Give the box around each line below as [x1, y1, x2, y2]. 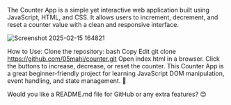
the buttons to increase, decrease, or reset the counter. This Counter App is [7, 62, 224, 70]
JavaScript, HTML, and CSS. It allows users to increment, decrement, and [7, 13, 218, 21]
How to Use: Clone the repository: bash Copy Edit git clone [7, 48, 176, 55]
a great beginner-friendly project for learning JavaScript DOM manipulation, [7, 69, 225, 77]
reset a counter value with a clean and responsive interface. [7, 21, 180, 28]
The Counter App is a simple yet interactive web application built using [7, 6, 210, 14]
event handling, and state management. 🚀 [7, 77, 127, 85]
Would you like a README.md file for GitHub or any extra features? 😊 [7, 90, 207, 98]
